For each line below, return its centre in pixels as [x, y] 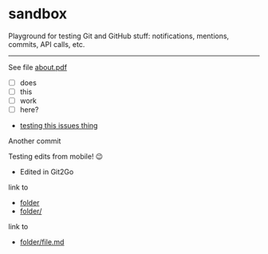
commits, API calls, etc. [47, 44]
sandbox [38, 14]
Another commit [35, 141]
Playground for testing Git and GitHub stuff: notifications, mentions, [119, 36]
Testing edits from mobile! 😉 [56, 157]
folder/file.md [42, 242]
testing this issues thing [59, 126]
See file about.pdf [38, 67]
